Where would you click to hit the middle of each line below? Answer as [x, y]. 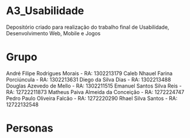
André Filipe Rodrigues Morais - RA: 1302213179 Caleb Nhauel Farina [89, 73]
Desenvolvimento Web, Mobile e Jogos [53, 33]
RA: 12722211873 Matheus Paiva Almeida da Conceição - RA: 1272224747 [95, 92]
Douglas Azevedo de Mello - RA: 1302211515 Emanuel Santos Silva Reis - [94, 86]
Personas [30, 128]
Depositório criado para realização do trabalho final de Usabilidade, [88, 27]
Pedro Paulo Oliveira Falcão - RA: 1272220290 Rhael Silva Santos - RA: [92, 98]
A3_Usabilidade [45, 11]
